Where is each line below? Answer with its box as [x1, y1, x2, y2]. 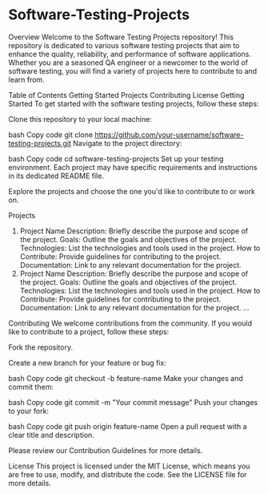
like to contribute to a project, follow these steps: [8, 326, 170, 336]
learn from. [8, 75, 46, 84]
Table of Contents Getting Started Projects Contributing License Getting [8, 90, 245, 99]
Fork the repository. [8, 342, 74, 352]
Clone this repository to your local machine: [8, 114, 152, 123]
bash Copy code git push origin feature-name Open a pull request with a [8, 421, 247, 431]
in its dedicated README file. [8, 171, 104, 180]
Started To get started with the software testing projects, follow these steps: [8, 99, 259, 108]
